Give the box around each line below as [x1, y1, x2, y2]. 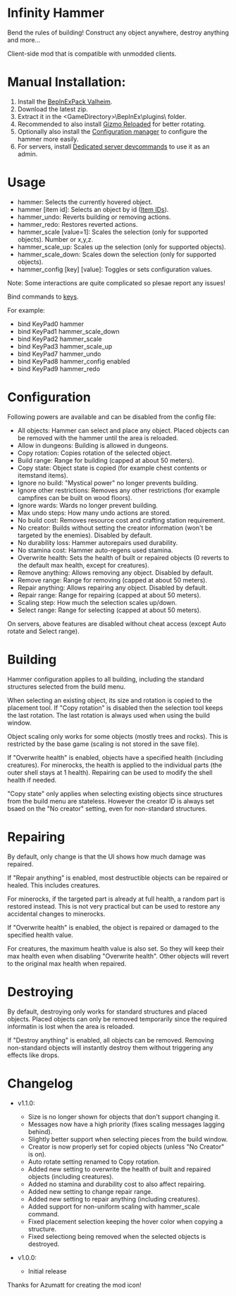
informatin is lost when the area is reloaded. [7, 1022, 135, 1030]
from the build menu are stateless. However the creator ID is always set [7, 797, 215, 805]
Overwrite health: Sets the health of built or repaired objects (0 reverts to [17, 553, 230, 561]
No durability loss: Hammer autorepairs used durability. [17, 538, 178, 547]
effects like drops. [7, 1051, 60, 1059]
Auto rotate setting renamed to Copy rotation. [27, 1157, 161, 1166]
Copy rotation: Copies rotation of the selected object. [17, 449, 173, 457]
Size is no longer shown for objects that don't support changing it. [27, 1112, 221, 1121]
